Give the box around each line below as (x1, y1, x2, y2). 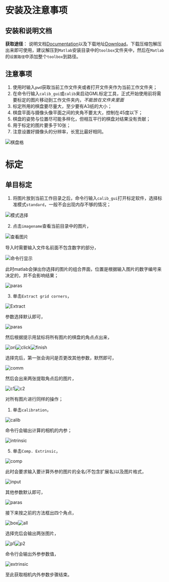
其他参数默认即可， (5, 489, 46, 495)
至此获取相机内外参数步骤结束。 (5, 571, 72, 577)
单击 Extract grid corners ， (12, 293, 72, 299)
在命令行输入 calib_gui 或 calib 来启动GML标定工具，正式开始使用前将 (12, 90, 157, 96)
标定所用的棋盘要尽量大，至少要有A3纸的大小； (12, 103, 113, 109)
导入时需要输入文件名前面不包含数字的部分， (5, 244, 99, 250)
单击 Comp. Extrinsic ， (12, 448, 61, 454)
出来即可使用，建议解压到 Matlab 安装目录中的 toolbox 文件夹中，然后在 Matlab (5, 47, 164, 53)
